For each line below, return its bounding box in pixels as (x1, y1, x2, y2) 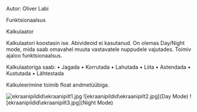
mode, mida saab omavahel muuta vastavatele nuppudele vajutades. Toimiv (6, 46, 192, 53)
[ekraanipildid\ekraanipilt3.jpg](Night (6, 99, 96, 106)
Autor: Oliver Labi (6, 5, 49, 12)
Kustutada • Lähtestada (6, 70, 64, 76)
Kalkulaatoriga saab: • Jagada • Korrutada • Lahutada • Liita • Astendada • (6, 63, 191, 71)
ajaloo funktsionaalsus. (6, 52, 62, 59)
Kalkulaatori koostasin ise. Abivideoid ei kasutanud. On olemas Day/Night (6, 40, 185, 46)
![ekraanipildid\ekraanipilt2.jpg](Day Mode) (83, 93, 189, 100)
